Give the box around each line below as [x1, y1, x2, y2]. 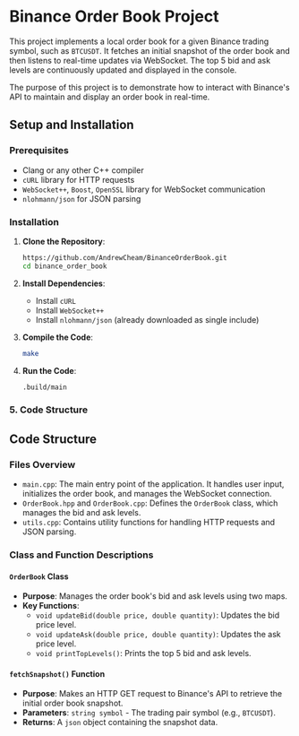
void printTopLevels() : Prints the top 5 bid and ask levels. [35, 648, 252, 659]
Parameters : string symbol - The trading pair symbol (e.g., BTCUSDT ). [21, 707, 276, 718]
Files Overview [9, 458, 76, 471]
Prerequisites [9, 144, 69, 157]
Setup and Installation [9, 117, 134, 133]
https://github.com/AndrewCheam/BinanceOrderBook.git [21, 253, 227, 262]
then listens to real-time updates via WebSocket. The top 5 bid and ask [9, 55, 271, 65]
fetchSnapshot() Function [9, 668, 106, 679]
